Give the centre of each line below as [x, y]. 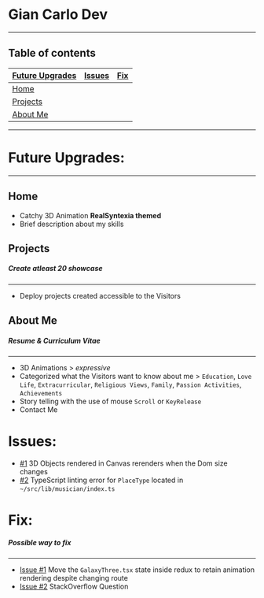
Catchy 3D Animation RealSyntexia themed [90, 215]
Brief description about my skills [71, 224]
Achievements [41, 394]
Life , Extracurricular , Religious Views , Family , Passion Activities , [130, 384]
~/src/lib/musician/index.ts [67, 489]
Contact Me [38, 410]
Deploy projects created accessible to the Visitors [100, 295]
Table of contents [52, 53]
